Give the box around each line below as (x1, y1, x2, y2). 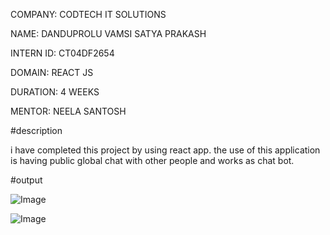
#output (10, 174, 43, 186)
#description (10, 125, 63, 136)
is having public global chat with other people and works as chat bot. (10, 155, 295, 166)
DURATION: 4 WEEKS (10, 86, 100, 98)
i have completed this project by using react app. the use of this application (10, 144, 321, 156)
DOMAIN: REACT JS (10, 67, 94, 78)
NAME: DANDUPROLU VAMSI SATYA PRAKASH (10, 28, 207, 39)
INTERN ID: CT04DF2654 (10, 47, 115, 59)
